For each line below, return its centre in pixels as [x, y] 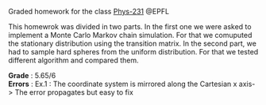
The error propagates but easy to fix [74, 92]
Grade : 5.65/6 [32, 75]
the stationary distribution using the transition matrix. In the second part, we [132, 43]
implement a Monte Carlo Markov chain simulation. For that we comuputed [130, 35]
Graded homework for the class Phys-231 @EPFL [89, 11]
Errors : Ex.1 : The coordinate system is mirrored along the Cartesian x [123, 84]
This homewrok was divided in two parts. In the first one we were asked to [130, 26]
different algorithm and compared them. [73, 60]
